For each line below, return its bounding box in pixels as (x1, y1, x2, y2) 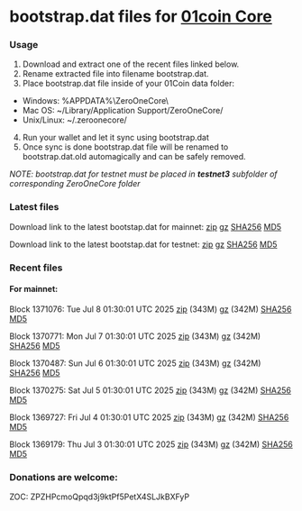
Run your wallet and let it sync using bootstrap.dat (22, 132, 210, 143)
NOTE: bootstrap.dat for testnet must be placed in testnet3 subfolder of (9, 169, 278, 179)
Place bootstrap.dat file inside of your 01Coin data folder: (22, 78, 234, 89)
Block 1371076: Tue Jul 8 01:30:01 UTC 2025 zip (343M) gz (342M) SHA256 (9, 304, 292, 315)
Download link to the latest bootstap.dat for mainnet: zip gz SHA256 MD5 (9, 221, 282, 232)
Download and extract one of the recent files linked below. (22, 59, 240, 69)
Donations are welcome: (9, 470, 119, 483)
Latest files (9, 201, 59, 214)
